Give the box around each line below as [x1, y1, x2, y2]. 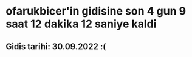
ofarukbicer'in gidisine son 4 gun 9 [5, 4, 187, 18]
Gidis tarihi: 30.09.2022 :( [5, 41, 106, 52]
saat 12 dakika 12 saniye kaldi [5, 17, 157, 31]
